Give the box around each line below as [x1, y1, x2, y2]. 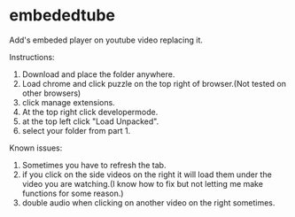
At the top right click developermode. [21, 106, 159, 117]
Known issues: [9, 143, 63, 153]
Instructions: [9, 51, 55, 62]
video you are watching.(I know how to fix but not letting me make [21, 178, 264, 189]
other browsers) [21, 88, 82, 98]
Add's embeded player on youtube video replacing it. [9, 35, 204, 45]
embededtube [9, 5, 115, 26]
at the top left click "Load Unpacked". [21, 116, 159, 127]
